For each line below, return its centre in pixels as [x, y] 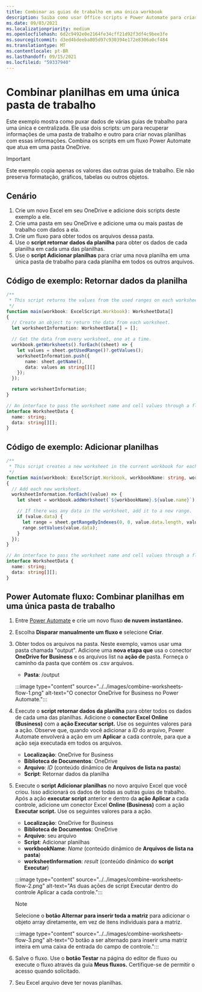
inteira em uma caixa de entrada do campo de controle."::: [87, 947]
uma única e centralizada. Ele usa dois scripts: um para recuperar [87, 128]
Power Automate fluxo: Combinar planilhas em [95, 597]
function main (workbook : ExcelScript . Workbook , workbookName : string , [96, 478]
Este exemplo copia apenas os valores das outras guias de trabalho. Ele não [100, 171]
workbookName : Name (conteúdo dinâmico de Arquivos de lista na [109, 848]
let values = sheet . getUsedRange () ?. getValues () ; [81, 350]
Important [18, 159]
